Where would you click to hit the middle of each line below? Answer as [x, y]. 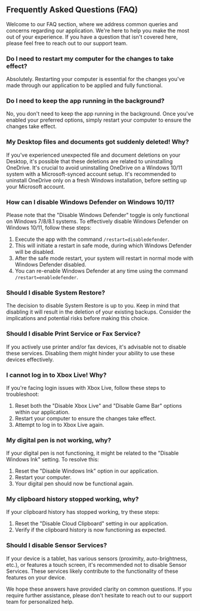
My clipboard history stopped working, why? [73, 499]
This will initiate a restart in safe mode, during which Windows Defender [103, 246]
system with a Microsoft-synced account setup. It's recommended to [91, 174]
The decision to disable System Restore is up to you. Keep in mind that [93, 306]
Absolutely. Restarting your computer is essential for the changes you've [96, 79]
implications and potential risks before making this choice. [78, 318]
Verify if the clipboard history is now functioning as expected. [90, 530]
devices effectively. [30, 359]
